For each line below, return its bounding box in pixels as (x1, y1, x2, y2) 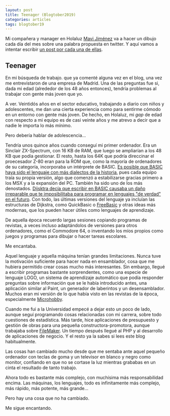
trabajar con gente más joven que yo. (5, 91, 83, 97)
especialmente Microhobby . (5, 296, 63, 302)
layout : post (5, 7, 33, 13)
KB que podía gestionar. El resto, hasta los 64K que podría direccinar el (5, 153, 155, 159)
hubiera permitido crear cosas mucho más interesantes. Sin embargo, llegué (5, 264, 165, 270)
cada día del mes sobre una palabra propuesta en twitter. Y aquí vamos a (5, 41, 158, 47)
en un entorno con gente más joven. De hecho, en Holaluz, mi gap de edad (5, 112, 162, 118)
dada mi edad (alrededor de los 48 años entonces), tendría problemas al (5, 86, 157, 92)
